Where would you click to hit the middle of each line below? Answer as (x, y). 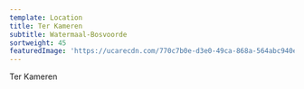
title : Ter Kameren (46, 26)
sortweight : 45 (38, 43)
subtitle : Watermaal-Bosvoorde (68, 34)
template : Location (46, 18)
